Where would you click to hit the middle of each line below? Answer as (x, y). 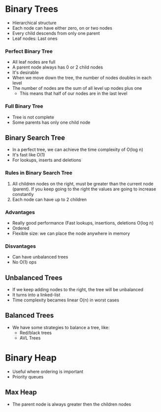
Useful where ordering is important (48, 372)
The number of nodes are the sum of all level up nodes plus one (77, 88)
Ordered (21, 228)
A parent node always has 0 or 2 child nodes (58, 67)
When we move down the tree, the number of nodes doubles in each (82, 78)
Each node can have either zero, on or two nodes (62, 28)
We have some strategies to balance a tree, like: (61, 327)
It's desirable (25, 73)
